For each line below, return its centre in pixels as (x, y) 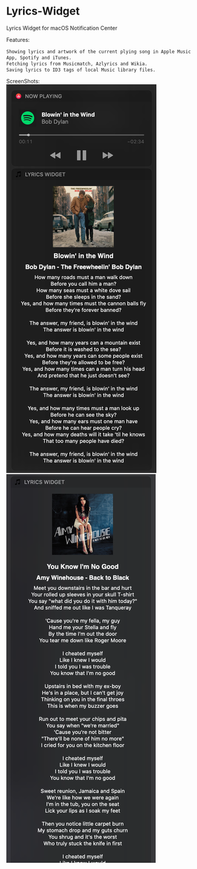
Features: (18, 39)
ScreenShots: (23, 81)
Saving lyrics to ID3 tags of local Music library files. (81, 70)
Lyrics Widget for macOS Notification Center (62, 28)
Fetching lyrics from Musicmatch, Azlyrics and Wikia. (77, 64)
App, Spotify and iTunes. (39, 58)
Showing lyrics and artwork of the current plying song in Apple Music (98, 52)
